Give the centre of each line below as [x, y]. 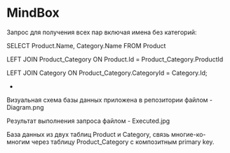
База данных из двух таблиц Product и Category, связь [88, 134]
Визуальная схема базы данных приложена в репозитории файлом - [110, 100]
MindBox [33, 13]
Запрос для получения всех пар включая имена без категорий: [102, 32]
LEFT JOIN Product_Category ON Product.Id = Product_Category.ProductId [115, 59]
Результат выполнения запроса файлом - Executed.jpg [88, 121]
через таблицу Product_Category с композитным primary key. [123, 142]
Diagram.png [25, 107]
